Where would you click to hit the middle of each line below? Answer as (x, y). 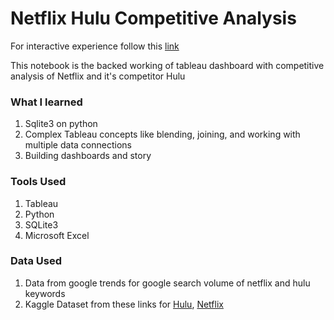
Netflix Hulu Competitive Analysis (153, 18)
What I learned (46, 102)
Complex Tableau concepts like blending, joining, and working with (162, 134)
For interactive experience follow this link (95, 46)
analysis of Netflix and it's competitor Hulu (98, 76)
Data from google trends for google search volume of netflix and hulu (167, 283)
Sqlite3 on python (61, 124)
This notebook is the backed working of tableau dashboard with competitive (167, 65)
